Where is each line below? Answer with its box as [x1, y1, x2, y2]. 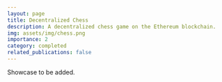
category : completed [7, 42, 68, 49]
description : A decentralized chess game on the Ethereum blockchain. [7, 23, 216, 30]
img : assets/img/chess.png [7, 29, 86, 37]
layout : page [7, 10, 45, 17]
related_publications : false [7, 49, 92, 56]
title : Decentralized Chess [7, 17, 89, 24]
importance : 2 [7, 36, 49, 43]
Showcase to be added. [7, 67, 75, 76]
